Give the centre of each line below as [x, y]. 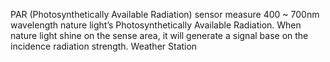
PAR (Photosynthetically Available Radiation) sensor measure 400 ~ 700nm [165, 14]
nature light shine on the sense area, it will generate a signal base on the [159, 35]
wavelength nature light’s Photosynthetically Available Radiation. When [156, 25]
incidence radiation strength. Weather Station [104, 46]
